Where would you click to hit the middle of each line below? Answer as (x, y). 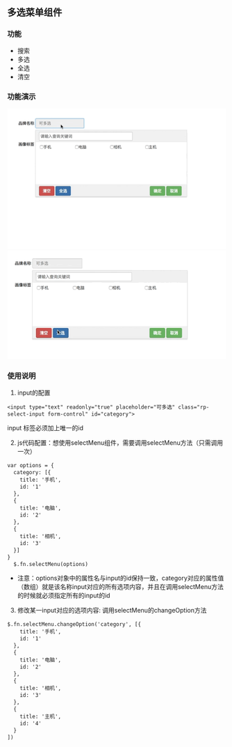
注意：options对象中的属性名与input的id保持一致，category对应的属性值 (121, 578)
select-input (26, 414)
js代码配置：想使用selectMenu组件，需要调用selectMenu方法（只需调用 (120, 442)
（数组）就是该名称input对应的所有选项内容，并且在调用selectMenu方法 (120, 586)
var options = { (31, 465)
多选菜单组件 (35, 13)
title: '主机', (41, 716)
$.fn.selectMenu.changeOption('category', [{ (74, 624)
